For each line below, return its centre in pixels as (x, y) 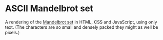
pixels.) (12, 32)
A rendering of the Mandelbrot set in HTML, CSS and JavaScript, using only (81, 22)
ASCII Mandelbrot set (49, 9)
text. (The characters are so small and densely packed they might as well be (82, 27)
